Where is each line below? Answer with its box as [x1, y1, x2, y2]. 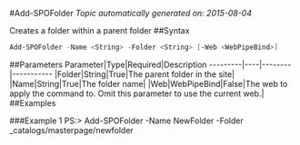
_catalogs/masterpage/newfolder [9, 124, 134, 135]
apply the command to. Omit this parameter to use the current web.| [9, 88, 265, 99]
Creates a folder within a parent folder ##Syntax [9, 25, 190, 35]
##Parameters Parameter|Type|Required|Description [9, 59, 207, 70]
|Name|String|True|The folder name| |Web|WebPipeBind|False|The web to [9, 78, 288, 89]
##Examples [9, 97, 56, 108]
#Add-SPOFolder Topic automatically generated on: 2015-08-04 [9, 8, 253, 18]
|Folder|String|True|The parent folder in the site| [54, 68, 235, 80]
